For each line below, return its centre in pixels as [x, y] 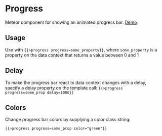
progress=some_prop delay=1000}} [40, 92]
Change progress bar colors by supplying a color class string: [68, 120]
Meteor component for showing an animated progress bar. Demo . [72, 22]
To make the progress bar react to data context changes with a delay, [76, 83]
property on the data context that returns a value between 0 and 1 [72, 55]
